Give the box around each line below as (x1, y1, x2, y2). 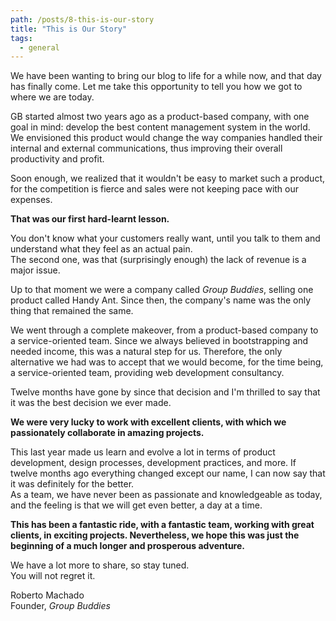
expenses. (10, 194, 53, 206)
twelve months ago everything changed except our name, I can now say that (10, 467, 326, 480)
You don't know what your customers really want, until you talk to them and (10, 232, 321, 245)
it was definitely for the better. (10, 478, 135, 490)
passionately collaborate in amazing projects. (10, 427, 205, 439)
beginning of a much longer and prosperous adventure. (10, 540, 245, 552)
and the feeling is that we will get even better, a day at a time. (10, 499, 263, 511)
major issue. (10, 264, 61, 276)
